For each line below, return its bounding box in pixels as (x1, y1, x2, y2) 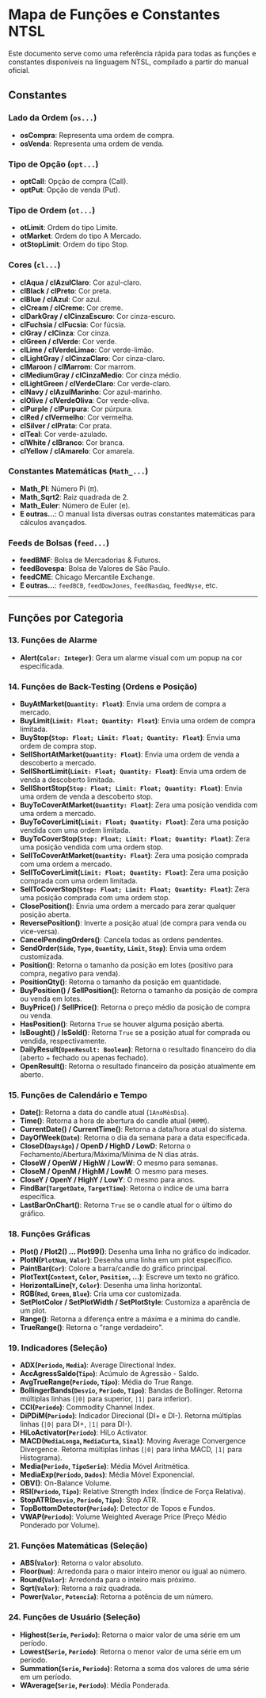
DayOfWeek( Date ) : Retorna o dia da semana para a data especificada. (19, 1133, 249, 1143)
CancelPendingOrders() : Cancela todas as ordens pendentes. (19, 935, 224, 945)
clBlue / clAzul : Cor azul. (19, 294, 102, 304)
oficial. (8, 65, 30, 75)
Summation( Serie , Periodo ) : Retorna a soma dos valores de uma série (19, 1663, 249, 1673)
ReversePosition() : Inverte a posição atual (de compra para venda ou (19, 918, 247, 928)
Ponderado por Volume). (19, 1520, 101, 1530)
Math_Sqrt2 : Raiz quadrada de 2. (19, 492, 129, 501)
